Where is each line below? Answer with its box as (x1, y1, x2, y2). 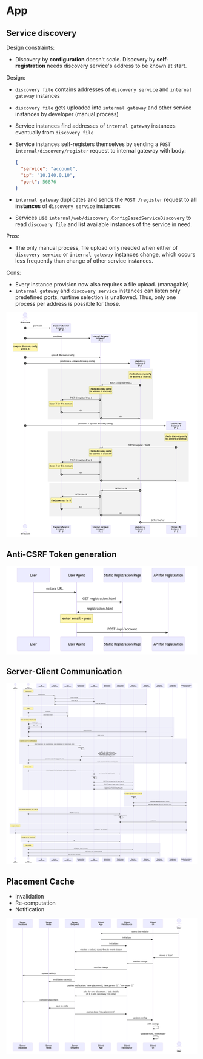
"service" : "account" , (21, 165, 78, 172)
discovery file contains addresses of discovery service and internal (15, 86, 192, 93)
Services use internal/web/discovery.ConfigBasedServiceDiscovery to (15, 214, 191, 222)
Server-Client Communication (6, 666, 122, 677)
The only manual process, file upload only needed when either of (15, 244, 178, 252)
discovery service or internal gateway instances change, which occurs (15, 250, 196, 258)
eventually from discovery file (15, 129, 94, 136)
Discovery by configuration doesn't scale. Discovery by (15, 56, 156, 63)
